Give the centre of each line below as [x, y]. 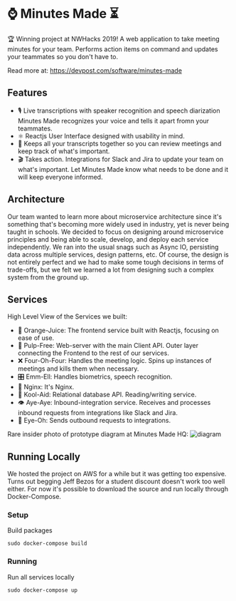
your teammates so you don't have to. [63, 56]
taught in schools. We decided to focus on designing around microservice [116, 232]
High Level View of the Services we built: [68, 317]
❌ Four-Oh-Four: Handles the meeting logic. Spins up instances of [114, 361]
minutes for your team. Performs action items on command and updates [113, 49]
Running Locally [44, 457]
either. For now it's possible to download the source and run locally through [118, 489]
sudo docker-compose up [43, 590]
